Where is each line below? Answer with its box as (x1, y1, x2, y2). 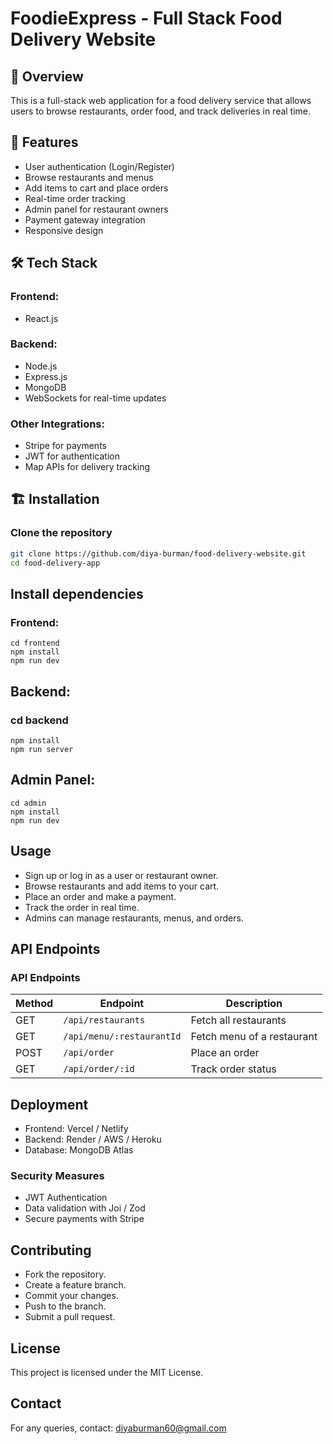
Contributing (10, 1242, 92, 1259)
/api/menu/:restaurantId (63, 1031, 182, 1042)
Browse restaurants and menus (24, 171, 154, 183)
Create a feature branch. (24, 1279, 127, 1291)
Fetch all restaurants (190, 1013, 287, 1027)
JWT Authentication (24, 1192, 108, 1204)
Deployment (10, 1096, 89, 1113)
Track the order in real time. (24, 901, 140, 913)
